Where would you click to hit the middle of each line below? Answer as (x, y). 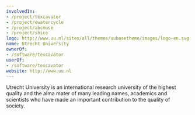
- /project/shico (27, 33)
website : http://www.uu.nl (39, 71)
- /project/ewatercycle (35, 22)
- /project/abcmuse (30, 28)
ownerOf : (17, 49)
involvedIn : (20, 11)
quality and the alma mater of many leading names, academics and (87, 94)
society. (15, 106)
